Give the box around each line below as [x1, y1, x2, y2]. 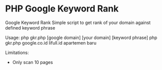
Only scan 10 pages [12, 59, 53, 65]
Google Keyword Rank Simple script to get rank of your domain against [5, 19, 151, 25]
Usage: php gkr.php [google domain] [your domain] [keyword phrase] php [5, 34, 158, 40]
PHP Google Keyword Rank [5, 3, 119, 14]
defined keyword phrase [5, 24, 56, 30]
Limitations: [5, 49, 29, 55]
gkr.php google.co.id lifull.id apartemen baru [5, 39, 97, 45]
